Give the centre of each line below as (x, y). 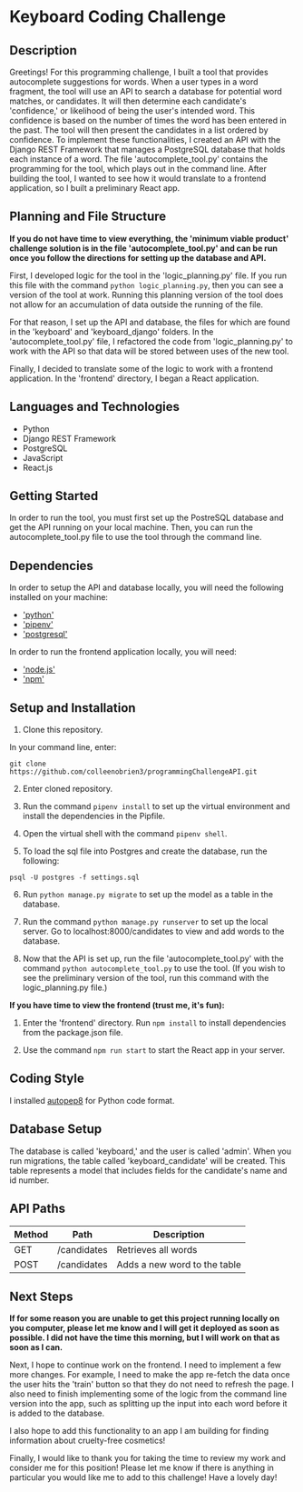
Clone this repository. (63, 730)
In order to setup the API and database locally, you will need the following (147, 587)
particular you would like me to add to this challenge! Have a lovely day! (143, 1477)
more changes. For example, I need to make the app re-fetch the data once (150, 1375)
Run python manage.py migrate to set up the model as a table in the (148, 895)
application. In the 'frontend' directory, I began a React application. (134, 378)
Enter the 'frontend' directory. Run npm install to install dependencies (154, 1023)
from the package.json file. (73, 1033)
